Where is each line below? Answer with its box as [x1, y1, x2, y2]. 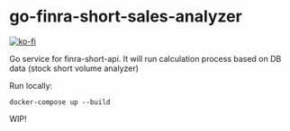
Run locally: [9, 80, 53, 91]
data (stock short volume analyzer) [9, 63, 140, 74]
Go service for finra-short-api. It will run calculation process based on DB [9, 53, 282, 64]
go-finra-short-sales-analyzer [9, 6, 243, 27]
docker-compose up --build [9, 97, 111, 107]
